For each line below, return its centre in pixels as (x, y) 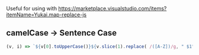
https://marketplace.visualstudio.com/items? (113, 8)
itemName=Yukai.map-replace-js (46, 15)
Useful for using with (32, 8)
